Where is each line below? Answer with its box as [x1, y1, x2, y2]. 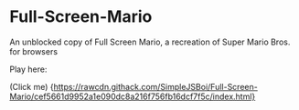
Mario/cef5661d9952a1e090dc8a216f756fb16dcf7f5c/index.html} [9, 91, 256, 102]
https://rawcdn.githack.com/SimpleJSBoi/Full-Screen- [53, 81, 258, 92]
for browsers [9, 45, 58, 56]
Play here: [9, 64, 48, 75]
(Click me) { [9, 81, 55, 92]
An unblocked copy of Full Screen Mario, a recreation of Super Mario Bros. [9, 36, 291, 47]
